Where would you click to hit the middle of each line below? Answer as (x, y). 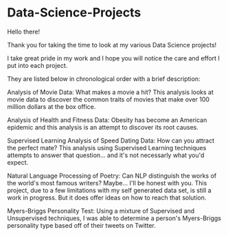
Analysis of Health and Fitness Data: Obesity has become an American (107, 120)
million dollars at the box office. (52, 106)
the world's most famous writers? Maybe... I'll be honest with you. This (107, 182)
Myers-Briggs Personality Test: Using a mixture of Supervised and (101, 211)
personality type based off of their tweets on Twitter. (81, 225)
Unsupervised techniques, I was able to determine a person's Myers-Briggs (114, 218)
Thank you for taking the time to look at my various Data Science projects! (112, 45)
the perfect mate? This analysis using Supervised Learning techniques (107, 147)
